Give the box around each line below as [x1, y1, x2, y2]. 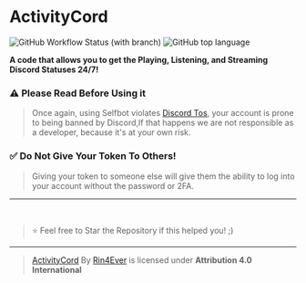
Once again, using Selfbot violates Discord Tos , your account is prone [31, 108, 294, 119]
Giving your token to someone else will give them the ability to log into [31, 171, 295, 182]
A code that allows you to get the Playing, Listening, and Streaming [9, 54, 269, 65]
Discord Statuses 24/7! [9, 64, 99, 75]
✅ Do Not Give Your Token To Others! [9, 150, 177, 162]
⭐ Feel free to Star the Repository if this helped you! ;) [31, 225, 234, 236]
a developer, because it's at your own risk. [31, 127, 191, 138]
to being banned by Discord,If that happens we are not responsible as [31, 117, 294, 129]
